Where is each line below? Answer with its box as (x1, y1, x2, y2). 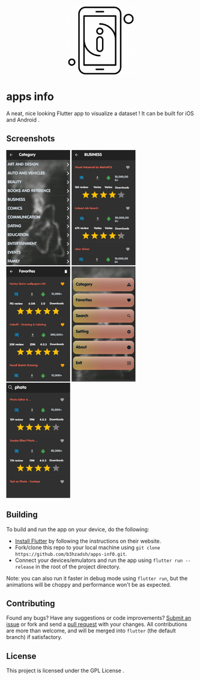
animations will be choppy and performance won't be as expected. (6, 581, 172, 588)
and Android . (6, 116, 40, 123)
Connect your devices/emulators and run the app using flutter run (14, 557, 183, 564)
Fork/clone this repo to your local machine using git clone (14, 543, 160, 551)
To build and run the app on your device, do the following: (6, 525, 150, 533)
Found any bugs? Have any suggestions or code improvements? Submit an (6, 614, 192, 622)
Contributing (6, 598, 55, 608)
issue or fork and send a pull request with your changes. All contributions (6, 621, 187, 628)
